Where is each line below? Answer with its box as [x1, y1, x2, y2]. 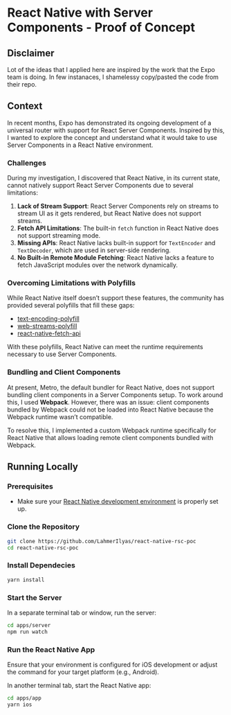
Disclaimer [7, 47, 55, 59]
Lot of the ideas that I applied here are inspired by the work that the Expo [7, 66, 216, 73]
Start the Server [7, 592, 62, 602]
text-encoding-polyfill [17, 315, 80, 323]
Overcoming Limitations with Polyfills [7, 279, 136, 288]
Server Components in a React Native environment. [7, 141, 154, 149]
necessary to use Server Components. [7, 350, 118, 358]
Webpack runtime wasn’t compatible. [7, 412, 113, 421]
